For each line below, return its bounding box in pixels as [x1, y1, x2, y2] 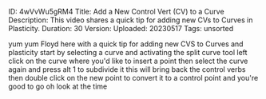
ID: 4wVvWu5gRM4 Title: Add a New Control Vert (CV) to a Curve [8, 7, 225, 16]
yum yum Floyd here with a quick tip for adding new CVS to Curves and [8, 39, 244, 49]
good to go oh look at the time [8, 81, 108, 91]
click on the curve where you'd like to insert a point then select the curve [8, 56, 248, 65]
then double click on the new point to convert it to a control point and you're [8, 73, 259, 82]
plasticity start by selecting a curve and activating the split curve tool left [8, 48, 248, 57]
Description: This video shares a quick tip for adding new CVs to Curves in [8, 15, 253, 25]
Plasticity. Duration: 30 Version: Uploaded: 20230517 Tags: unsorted [8, 24, 234, 33]
